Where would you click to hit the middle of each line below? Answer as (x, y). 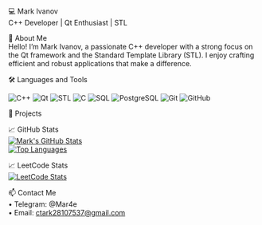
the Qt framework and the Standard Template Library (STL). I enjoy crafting (131, 55)
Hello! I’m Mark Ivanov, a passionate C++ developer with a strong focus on (131, 47)
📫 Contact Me (32, 193)
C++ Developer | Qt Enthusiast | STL (68, 23)
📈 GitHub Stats (33, 129)
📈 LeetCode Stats (38, 165)
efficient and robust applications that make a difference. (100, 63)
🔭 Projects (25, 113)
